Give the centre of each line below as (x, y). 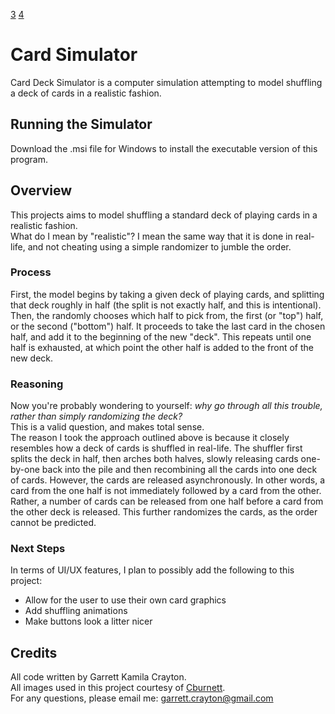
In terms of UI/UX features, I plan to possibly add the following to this (152, 570)
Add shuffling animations (76, 611)
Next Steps (38, 549)
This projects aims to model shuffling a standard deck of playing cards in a (164, 215)
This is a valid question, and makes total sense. (107, 427)
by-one (25, 470)
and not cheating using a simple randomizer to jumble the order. (159, 246)
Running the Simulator (81, 124)
